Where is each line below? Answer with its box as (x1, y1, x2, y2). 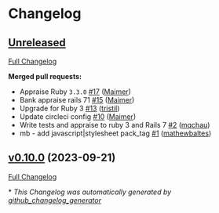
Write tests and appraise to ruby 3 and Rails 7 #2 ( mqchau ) (19, 121, 210, 129)
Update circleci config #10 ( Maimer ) (19, 112, 136, 121)
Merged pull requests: (8, 72, 82, 81)
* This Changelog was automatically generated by (8, 187, 172, 197)
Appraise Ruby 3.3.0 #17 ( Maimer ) (19, 87, 131, 96)
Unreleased (8, 36, 67, 49)
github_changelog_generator (8, 195, 102, 204)
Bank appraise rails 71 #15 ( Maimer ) (19, 96, 135, 104)
